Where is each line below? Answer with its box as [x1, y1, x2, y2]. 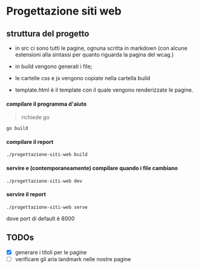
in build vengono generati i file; [15, 63, 93, 70]
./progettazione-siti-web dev [6, 178, 83, 184]
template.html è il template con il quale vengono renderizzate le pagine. [15, 86, 194, 94]
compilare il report [6, 138, 54, 145]
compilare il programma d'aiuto [6, 100, 87, 107]
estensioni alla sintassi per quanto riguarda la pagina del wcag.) [15, 51, 174, 58]
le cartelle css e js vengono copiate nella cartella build [15, 75, 151, 81]
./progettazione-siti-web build [6, 152, 88, 158]
